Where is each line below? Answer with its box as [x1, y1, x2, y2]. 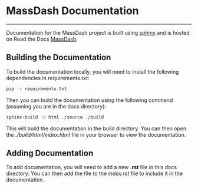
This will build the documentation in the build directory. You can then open [6, 125, 187, 132]
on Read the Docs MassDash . [6, 35, 78, 42]
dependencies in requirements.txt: [6, 74, 90, 81]
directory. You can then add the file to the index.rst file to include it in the [6, 170, 183, 177]
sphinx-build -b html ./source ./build [6, 114, 104, 120]
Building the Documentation [6, 52, 111, 62]
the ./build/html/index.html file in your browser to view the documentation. [6, 131, 186, 138]
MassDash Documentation [6, 4, 139, 18]
